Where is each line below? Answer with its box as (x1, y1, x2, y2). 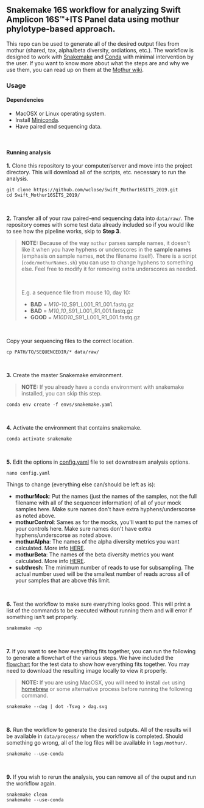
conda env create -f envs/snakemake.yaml (6, 402, 113, 408)
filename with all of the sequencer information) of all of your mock (15, 499, 181, 506)
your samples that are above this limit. (15, 577, 111, 584)
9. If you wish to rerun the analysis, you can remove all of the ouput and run (6, 773, 197, 781)
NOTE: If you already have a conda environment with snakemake (21, 383, 185, 391)
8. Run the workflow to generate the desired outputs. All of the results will (6, 726, 192, 734)
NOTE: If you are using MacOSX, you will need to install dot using (21, 679, 186, 686)
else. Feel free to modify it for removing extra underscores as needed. (21, 265, 197, 273)
